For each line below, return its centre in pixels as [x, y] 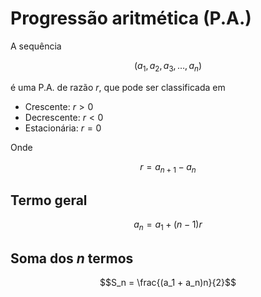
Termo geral [49, 200]
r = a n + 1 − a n [168, 167]
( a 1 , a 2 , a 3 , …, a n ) [168, 66]
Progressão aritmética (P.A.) [131, 18]
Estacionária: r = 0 [63, 128]
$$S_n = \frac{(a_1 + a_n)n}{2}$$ [168, 282]
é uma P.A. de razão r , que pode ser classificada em [118, 87]
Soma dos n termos [72, 258]
